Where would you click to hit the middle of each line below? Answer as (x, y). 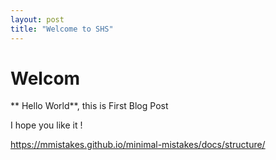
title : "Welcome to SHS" (62, 29)
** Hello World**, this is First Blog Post (89, 106)
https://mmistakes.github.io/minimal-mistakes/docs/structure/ (138, 145)
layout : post (37, 19)
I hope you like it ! (46, 125)
